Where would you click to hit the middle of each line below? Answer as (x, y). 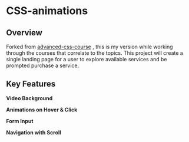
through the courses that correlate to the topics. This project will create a (95, 53)
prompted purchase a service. (43, 65)
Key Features (31, 84)
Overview (24, 33)
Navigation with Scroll (34, 132)
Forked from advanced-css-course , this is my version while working (89, 47)
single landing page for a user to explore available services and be (87, 59)
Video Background (29, 98)
